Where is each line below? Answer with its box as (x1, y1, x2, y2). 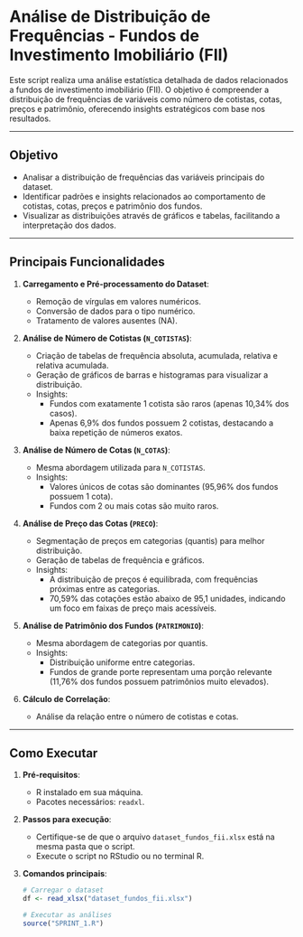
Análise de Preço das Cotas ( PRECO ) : (22, 518, 159, 529)
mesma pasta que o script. (35, 841, 135, 852)
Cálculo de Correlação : (22, 693, 111, 704)
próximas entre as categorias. (49, 583, 161, 594)
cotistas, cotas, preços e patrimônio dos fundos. (22, 201, 203, 211)
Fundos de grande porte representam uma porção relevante (49, 666, 272, 677)
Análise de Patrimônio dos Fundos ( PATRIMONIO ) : (22, 620, 205, 631)
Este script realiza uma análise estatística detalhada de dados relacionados (9, 74, 289, 85)
